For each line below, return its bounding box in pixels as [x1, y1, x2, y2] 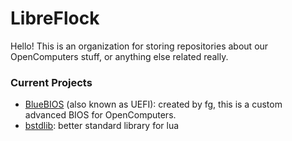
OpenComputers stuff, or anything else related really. [10, 50, 229, 62]
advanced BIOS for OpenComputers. [24, 109, 177, 121]
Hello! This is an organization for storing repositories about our [10, 40, 269, 52]
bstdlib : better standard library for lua [24, 120, 180, 132]
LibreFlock [10, 7, 100, 30]
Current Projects [10, 75, 93, 89]
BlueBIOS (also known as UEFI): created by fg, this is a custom [24, 98, 283, 111]
